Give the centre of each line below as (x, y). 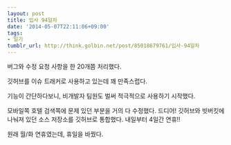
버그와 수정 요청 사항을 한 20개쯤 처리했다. (64, 66)
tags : (15, 33)
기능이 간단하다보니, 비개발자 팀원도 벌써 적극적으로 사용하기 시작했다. (101, 96)
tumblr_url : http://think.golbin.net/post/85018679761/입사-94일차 (103, 46)
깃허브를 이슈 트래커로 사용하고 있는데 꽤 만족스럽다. (77, 81)
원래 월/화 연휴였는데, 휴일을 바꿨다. (55, 134)
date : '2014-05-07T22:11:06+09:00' (58, 26)
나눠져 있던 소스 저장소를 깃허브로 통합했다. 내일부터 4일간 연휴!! (94, 119)
